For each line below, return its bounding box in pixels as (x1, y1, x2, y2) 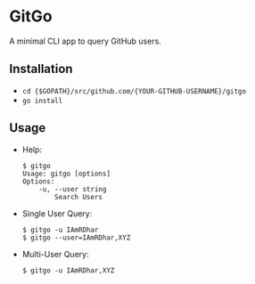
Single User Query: (21, 207, 93, 219)
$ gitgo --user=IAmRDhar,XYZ (21, 233, 131, 242)
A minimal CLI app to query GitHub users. (9, 36, 162, 46)
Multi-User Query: (21, 248, 89, 259)
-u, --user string (38, 184, 107, 193)
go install (21, 96, 63, 105)
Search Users (54, 192, 103, 201)
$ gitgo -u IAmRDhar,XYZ (21, 265, 115, 275)
